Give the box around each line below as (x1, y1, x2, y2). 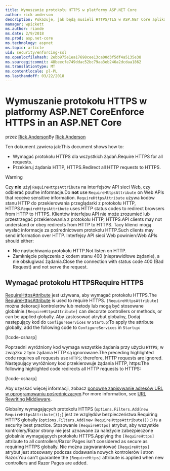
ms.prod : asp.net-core (5, 36, 53, 41)
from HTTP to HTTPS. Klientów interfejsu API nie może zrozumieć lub (5, 211, 150, 217)
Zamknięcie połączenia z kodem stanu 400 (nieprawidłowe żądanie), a (12, 253, 160, 259)
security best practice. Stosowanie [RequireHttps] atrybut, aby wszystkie (5, 422, 159, 428)
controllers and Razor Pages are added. (5, 460, 88, 466)
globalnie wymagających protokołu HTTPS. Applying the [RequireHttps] (5, 432, 154, 439)
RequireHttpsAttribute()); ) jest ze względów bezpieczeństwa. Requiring (5, 411, 158, 417)
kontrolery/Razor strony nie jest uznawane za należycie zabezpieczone (5, 427, 153, 433)
